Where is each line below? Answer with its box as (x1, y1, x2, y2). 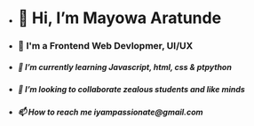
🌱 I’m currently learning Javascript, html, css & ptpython (17, 61, 233, 72)
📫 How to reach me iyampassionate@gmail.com (17, 106, 203, 118)
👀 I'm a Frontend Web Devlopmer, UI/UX (17, 40, 194, 52)
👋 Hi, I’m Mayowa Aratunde (17, 8, 222, 28)
